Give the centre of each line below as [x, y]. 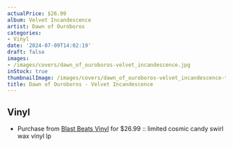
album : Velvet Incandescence [49, 20]
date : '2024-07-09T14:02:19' [49, 46]
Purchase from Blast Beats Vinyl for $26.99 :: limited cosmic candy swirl [120, 129]
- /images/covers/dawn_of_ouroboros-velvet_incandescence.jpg [99, 65]
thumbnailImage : [31, 78]
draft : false [26, 52]
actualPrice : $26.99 [37, 13]
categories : [24, 33]
